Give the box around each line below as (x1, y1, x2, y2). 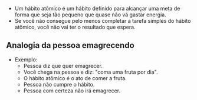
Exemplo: (14, 56, 38, 63)
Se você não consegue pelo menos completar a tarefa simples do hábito (14, 18, 191, 24)
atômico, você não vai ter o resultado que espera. (14, 23, 136, 30)
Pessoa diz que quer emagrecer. (23, 62, 103, 69)
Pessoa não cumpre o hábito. (23, 81, 95, 88)
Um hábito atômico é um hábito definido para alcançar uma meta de (14, 5, 180, 12)
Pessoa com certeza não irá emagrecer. (23, 87, 121, 94)
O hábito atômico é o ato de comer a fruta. (23, 74, 127, 81)
